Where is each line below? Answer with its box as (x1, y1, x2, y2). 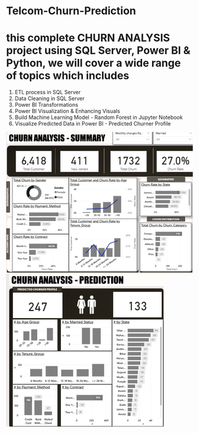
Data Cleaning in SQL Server (14, 95, 85, 102)
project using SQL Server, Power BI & (6, 44, 191, 57)
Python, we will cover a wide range (6, 56, 181, 70)
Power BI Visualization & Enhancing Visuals (14, 108, 120, 115)
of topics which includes (6, 69, 130, 82)
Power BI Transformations (14, 101, 79, 108)
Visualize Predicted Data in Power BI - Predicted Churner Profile (14, 120, 171, 127)
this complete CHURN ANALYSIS (6, 31, 171, 45)
